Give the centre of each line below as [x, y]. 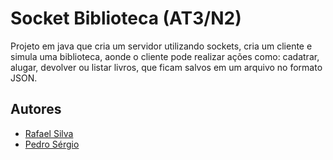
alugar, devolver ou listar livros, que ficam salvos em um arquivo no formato [166, 67]
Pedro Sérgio [52, 144]
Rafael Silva [49, 133]
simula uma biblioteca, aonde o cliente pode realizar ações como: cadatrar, [165, 56]
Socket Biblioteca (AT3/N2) [126, 18]
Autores [36, 109]
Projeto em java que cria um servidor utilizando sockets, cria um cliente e [161, 46]
